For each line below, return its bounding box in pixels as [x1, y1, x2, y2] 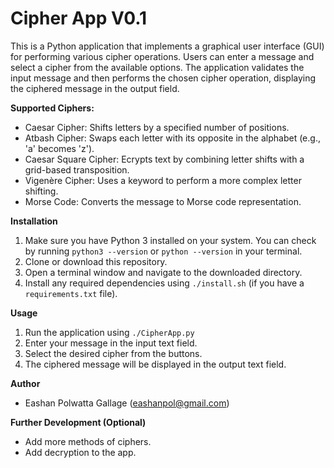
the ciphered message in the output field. [10, 82, 180, 94]
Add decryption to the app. [24, 446, 137, 458]
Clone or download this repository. [24, 255, 168, 267]
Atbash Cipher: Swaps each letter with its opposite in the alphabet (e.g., [24, 132, 321, 144]
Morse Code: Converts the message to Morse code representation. [24, 195, 302, 207]
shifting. [24, 185, 59, 197]
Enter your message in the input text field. [24, 337, 198, 349]
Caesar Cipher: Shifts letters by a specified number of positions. [24, 121, 290, 133]
